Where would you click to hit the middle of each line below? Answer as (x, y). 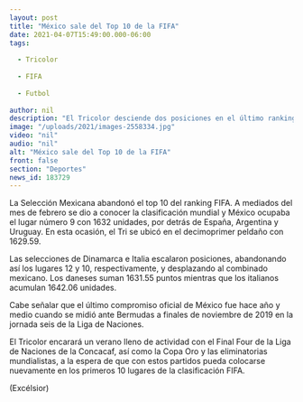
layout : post (34, 18)
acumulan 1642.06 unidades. (63, 288)
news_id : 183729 (40, 177)
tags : (19, 43)
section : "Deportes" (48, 169)
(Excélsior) (29, 388)
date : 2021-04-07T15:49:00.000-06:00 (80, 34)
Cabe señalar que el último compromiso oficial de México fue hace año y (145, 305)
